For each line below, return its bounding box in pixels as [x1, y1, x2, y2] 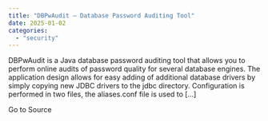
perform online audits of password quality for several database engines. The [8, 64, 261, 74]
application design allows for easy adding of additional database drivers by [8, 72, 256, 82]
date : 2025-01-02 [8, 19, 66, 27]
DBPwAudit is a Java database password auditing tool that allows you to [8, 56, 246, 65]
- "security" [15, 33, 59, 42]
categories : [8, 26, 48, 34]
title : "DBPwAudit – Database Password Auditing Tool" [8, 11, 195, 20]
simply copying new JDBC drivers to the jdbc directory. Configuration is [8, 81, 246, 91]
